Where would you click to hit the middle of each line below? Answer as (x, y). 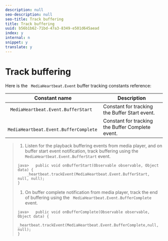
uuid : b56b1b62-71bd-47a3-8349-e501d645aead (52, 28)
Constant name (53, 98)
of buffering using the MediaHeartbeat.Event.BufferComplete (88, 197)
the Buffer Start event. (129, 112)
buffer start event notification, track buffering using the (81, 151)
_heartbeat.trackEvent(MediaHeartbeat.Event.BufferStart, (88, 174)
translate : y (19, 47)
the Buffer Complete (127, 127)
